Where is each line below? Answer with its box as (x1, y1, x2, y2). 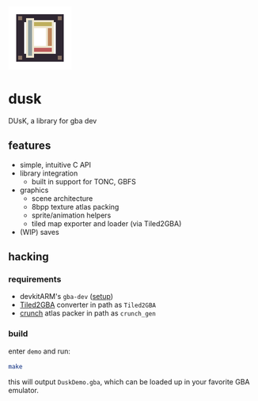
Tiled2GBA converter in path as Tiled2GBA (19, 300, 157, 310)
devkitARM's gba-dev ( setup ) (19, 292, 113, 301)
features (8, 139, 51, 153)
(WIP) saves (19, 227, 59, 236)
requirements (8, 274, 62, 285)
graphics (19, 185, 49, 195)
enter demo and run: (8, 346, 71, 356)
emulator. (8, 385, 40, 395)
